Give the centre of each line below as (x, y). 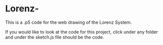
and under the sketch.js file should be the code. (55, 37)
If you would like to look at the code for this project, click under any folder (82, 32)
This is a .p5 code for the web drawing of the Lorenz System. (69, 22)
